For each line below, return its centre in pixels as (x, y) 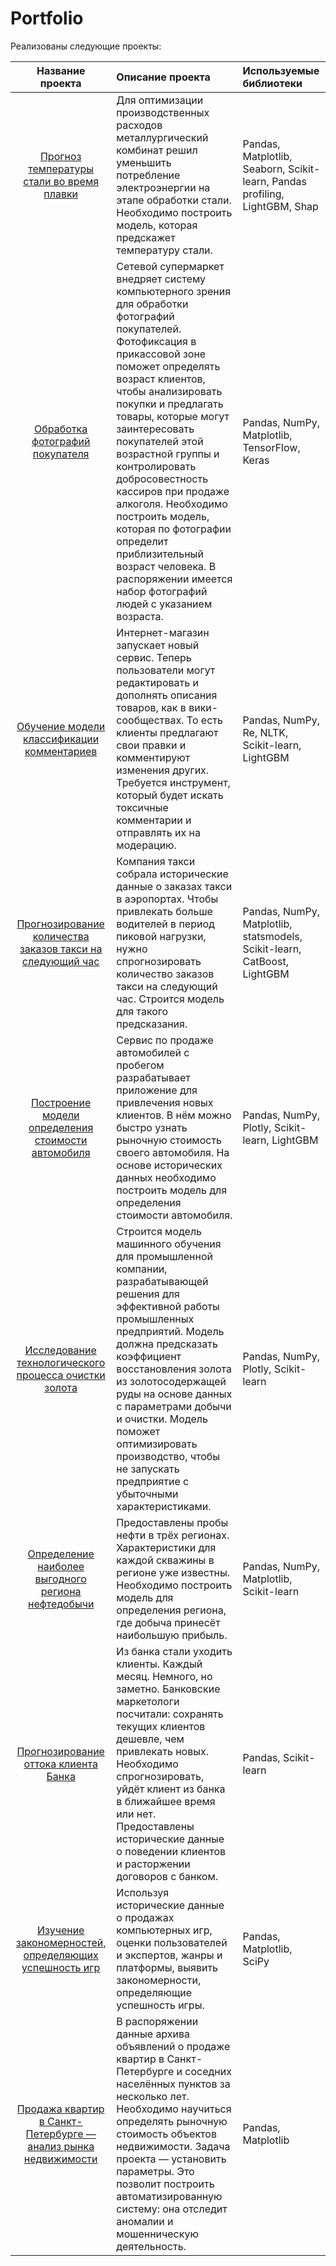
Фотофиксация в (156, 341)
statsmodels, (272, 936)
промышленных (155, 1319)
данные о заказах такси (174, 886)
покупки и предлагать (170, 404)
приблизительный (160, 554)
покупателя (61, 454)
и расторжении (153, 1864)
